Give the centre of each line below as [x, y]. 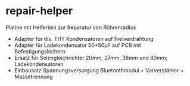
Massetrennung [33, 77]
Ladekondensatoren [39, 64]
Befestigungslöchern [40, 51]
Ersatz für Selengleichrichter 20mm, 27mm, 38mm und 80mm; [91, 58]
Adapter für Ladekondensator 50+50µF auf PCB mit [77, 45]
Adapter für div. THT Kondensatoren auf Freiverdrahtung [84, 39]
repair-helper [39, 11]
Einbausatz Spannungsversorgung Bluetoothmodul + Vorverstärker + [99, 70]
